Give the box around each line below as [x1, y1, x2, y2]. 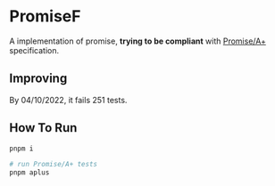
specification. [9, 44, 60, 55]
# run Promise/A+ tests [9, 160, 98, 169]
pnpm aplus [9, 168, 50, 177]
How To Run [9, 120, 78, 135]
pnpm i [9, 144, 34, 153]
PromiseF [9, 6, 81, 27]
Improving [9, 71, 68, 86]
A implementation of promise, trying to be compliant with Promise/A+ [9, 36, 266, 46]
